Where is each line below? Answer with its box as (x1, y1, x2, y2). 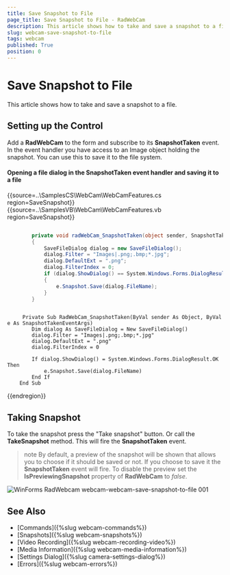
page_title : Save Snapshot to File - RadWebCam (7, 16, 146, 23)
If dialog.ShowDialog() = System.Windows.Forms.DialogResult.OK (31, 356, 219, 363)
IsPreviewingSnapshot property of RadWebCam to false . (23, 472, 188, 481)
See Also (7, 505, 46, 517)
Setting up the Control (7, 120, 103, 132)
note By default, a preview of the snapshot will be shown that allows (23, 450, 216, 459)
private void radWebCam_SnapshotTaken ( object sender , (31, 232, 188, 239)
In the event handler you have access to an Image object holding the (7, 145, 200, 154)
